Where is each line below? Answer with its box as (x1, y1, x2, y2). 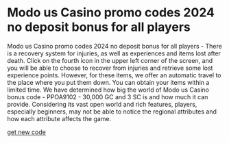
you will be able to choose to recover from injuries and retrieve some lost (7, 64, 213, 72)
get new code (7, 128, 46, 136)
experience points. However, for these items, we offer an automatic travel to (7, 70, 221, 79)
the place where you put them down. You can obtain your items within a (7, 78, 210, 86)
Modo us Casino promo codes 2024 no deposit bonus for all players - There (7, 42, 223, 50)
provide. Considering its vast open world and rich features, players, (7, 100, 197, 108)
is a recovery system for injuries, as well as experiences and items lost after (7, 49, 221, 57)
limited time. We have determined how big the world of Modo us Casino (7, 86, 210, 94)
